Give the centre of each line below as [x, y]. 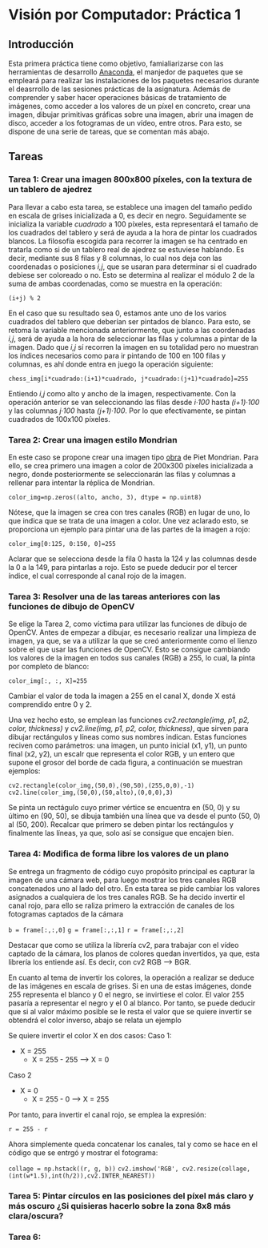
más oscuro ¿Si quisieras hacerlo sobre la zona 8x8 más [120, 1206]
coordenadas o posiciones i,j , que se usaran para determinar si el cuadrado [133, 267]
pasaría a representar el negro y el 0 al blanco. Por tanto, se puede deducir [132, 1003]
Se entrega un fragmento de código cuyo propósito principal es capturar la [132, 871]
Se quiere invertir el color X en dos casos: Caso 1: [90, 1035]
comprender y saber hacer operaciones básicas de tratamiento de [118, 97]
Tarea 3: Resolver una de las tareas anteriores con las [114, 596]
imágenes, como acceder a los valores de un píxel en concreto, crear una [129, 106]
